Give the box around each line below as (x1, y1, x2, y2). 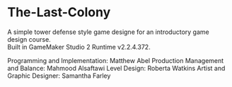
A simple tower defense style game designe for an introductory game (7, 28, 210, 36)
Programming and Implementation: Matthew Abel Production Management (7, 56, 224, 64)
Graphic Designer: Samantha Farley (7, 71, 111, 80)
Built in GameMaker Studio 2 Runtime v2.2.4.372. (7, 42, 151, 51)
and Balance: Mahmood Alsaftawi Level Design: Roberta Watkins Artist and (7, 64, 226, 72)
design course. (7, 35, 51, 43)
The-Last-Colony (7, 4, 111, 21)
